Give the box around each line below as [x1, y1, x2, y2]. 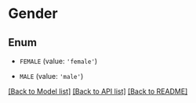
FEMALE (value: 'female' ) [19, 56, 98, 66]
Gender [8, 5, 58, 23]
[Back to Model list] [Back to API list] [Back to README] [8, 87, 188, 96]
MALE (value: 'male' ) [19, 72, 84, 80]
